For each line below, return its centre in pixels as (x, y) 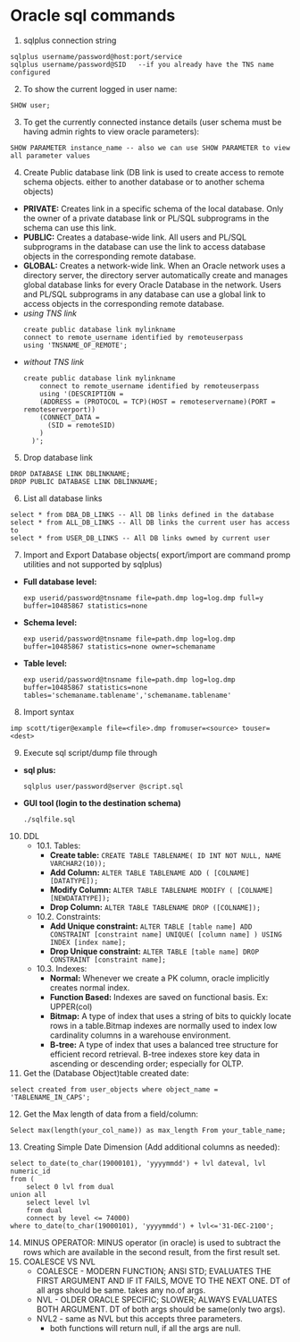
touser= (256, 728)
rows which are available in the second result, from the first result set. (151, 1252)
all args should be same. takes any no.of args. (121, 1290)
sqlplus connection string (70, 40)
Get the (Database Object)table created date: (106, 1073)
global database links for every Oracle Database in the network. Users (152, 285)
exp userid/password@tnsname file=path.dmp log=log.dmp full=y (143, 598)
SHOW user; (30, 105)
